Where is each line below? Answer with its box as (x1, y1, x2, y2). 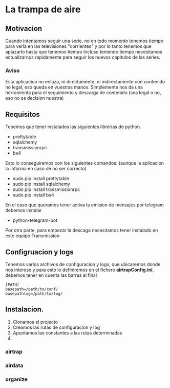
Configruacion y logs (5, 248, 74, 256)
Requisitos (5, 110, 40, 119)
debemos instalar (5, 207, 42, 214)
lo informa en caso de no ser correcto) (5, 166, 87, 172)
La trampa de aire (5, 4, 81, 15)
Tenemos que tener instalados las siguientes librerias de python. (5, 124, 141, 130)
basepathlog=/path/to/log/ (5, 291, 63, 296)
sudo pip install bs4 (12, 192, 55, 198)
